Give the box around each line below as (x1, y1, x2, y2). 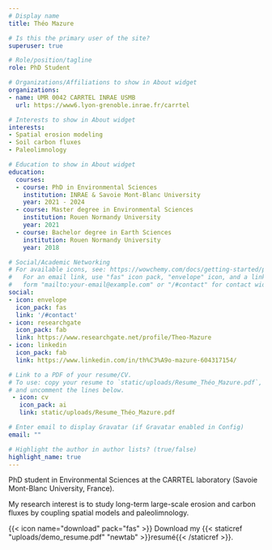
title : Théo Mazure (8, 19, 74, 28)
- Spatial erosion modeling (8, 131, 104, 139)
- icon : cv (11, 393, 49, 402)
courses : (15, 175, 45, 183)
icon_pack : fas (15, 303, 67, 312)
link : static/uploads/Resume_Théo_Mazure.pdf (19, 409, 176, 417)
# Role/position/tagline (8, 56, 92, 65)
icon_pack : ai (19, 401, 67, 410)
